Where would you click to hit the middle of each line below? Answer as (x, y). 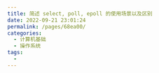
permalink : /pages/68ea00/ (47, 26)
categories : (25, 33)
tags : (15, 53)
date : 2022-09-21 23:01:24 (47, 20)
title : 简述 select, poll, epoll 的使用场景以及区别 (80, 14)
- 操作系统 (27, 46)
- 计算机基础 (30, 40)
